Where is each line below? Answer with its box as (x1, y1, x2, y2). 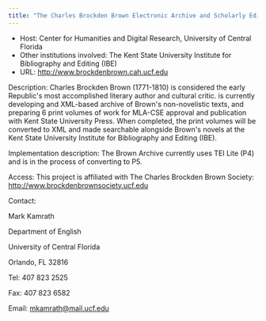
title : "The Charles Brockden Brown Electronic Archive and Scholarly (8, 11, 246, 20)
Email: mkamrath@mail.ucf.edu (8, 303, 109, 313)
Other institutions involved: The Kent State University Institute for (19, 50, 232, 59)
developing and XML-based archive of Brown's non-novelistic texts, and (8, 99, 244, 109)
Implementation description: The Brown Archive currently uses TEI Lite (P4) (8, 148, 255, 158)
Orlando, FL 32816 (8, 257, 69, 266)
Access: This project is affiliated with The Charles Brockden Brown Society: (8, 172, 255, 182)
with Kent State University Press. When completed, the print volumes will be (8, 116, 256, 125)
